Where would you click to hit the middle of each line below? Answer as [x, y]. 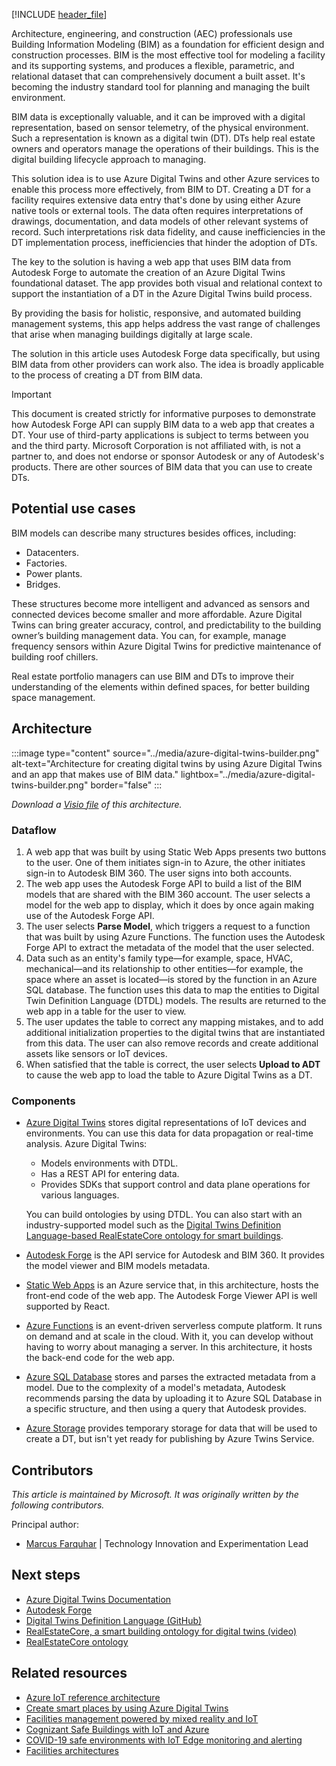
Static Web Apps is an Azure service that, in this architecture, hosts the [172, 1285]
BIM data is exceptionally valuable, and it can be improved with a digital [158, 117]
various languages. [80, 1195]
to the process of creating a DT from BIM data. [107, 375]
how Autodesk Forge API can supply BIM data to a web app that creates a [163, 424]
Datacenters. [52, 552]
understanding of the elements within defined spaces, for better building [161, 686]
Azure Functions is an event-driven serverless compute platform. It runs [174, 1326]
